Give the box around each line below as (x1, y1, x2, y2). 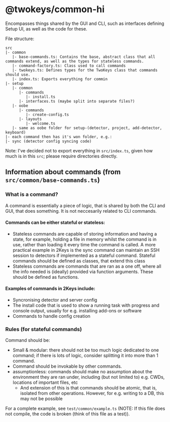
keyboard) (5, 129, 26, 135)
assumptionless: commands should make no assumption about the (12, 369, 152, 375)
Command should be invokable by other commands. (12, 363, 122, 369)
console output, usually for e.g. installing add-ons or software (12, 308, 142, 314)
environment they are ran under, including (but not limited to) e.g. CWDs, (12, 374, 165, 380)
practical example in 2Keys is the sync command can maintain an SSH (12, 247, 160, 253)
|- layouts (18, 116, 42, 121)
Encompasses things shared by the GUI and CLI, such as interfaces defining (5, 20, 164, 26)
